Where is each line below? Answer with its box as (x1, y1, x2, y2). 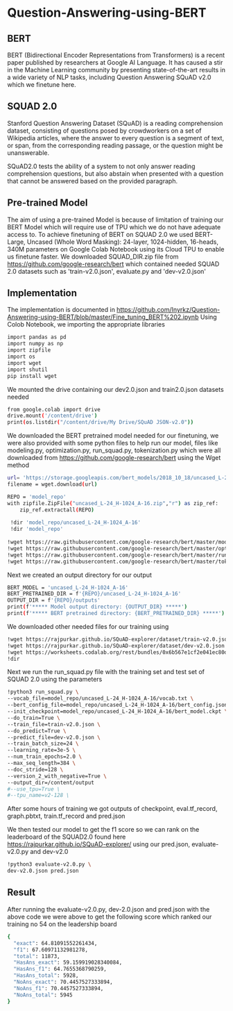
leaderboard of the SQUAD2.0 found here (7, 832, 126, 841)
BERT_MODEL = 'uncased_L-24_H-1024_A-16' (7, 584, 129, 591)
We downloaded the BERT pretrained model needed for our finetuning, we (7, 431, 219, 440)
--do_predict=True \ (7, 728, 67, 734)
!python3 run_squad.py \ (7, 689, 79, 696)
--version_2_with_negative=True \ (7, 773, 107, 780)
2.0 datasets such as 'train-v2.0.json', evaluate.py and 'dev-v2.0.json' (7, 267, 207, 275)
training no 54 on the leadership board (7, 919, 117, 928)
